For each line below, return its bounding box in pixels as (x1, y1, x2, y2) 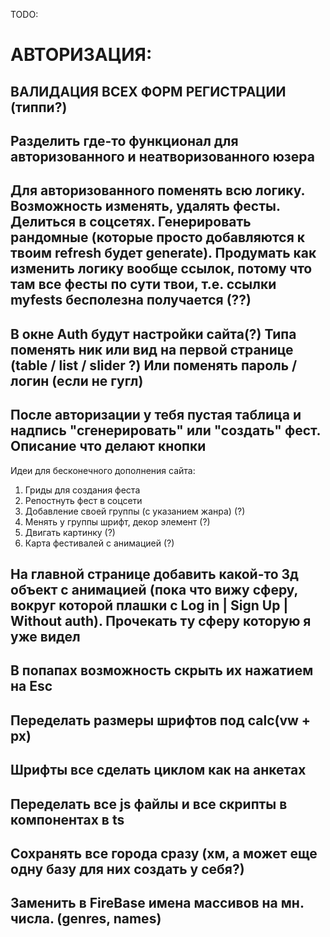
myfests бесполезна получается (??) (10, 292, 252, 309)
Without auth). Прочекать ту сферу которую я (10, 612, 312, 629)
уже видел (10, 628, 81, 645)
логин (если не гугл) (10, 372, 144, 389)
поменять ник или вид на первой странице (10, 341, 294, 358)
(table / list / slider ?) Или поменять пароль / (10, 357, 298, 374)
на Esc (10, 678, 53, 695)
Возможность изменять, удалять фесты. (10, 198, 281, 215)
